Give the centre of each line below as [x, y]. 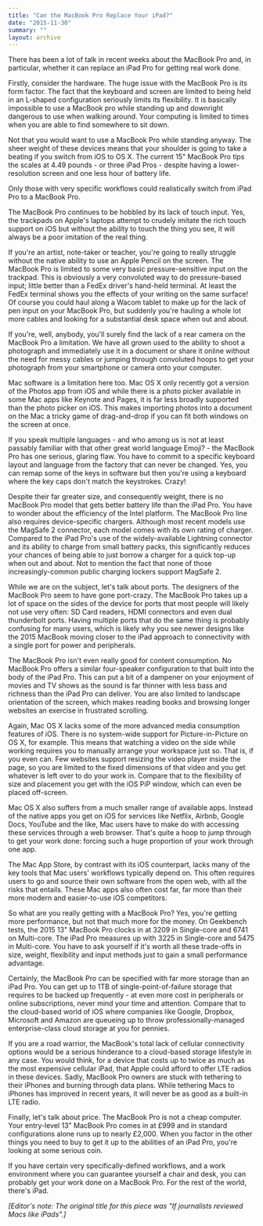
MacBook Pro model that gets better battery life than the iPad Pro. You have [130, 505]
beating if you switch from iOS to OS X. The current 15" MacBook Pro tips [126, 157]
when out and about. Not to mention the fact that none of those [110, 564]
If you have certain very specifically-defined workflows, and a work [117, 1166]
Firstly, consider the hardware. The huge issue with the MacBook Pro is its [128, 83]
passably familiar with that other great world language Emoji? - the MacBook [131, 448]
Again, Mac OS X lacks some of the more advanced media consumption [124, 726]
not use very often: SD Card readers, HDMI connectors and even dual [120, 612]
